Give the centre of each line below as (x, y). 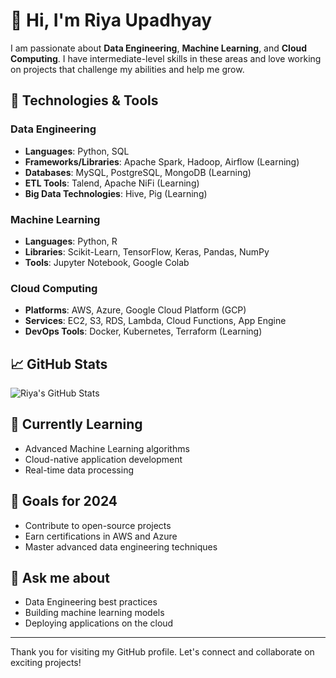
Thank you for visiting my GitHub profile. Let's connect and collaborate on (162, 652)
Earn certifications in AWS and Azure (101, 536)
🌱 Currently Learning (76, 424)
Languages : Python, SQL (77, 151)
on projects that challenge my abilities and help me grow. (127, 69)
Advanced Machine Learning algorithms (107, 448)
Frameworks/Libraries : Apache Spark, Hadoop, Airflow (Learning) (162, 161)
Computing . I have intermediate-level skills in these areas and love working (166, 58)
